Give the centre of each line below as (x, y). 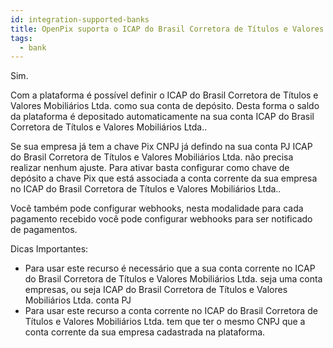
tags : (21, 38)
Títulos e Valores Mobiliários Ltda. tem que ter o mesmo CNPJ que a (165, 322)
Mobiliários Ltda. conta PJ (78, 300)
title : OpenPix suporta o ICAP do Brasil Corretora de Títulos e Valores (167, 29)
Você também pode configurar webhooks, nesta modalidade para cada (157, 208)
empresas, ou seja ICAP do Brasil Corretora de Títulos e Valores (156, 290)
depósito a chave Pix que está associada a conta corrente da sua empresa (164, 178)
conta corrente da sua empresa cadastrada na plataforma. (145, 332)
